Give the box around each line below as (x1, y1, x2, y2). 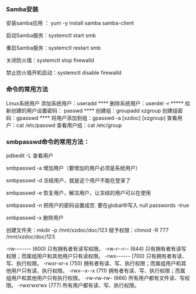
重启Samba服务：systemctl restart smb (6, 44, 101, 51)
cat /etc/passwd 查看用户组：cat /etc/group (16, 122, 122, 129)
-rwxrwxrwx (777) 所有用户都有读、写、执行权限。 (17, 282, 140, 289)
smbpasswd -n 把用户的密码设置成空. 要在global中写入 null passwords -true (6, 202, 190, 209)
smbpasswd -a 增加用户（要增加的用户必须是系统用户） (6, 164, 141, 171)
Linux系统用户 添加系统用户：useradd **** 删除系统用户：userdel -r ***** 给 (6, 99, 191, 106)
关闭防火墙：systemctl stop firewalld (6, 57, 95, 64)
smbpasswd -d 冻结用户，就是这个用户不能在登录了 (6, 177, 131, 184)
